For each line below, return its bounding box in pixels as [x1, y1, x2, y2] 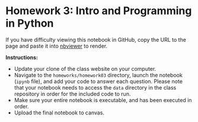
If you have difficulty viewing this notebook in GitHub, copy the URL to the [5, 36, 186, 43]
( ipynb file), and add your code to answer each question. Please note [14, 78, 183, 85]
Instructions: [5, 54, 39, 61]
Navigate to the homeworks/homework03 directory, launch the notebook [14, 71, 183, 78]
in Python [5, 17, 54, 30]
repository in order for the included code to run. [14, 90, 131, 97]
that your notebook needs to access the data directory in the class [14, 84, 177, 91]
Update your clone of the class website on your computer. [14, 65, 157, 72]
